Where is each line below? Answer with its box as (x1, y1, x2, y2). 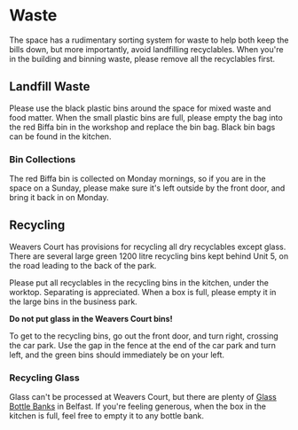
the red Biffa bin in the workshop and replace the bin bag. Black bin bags (9, 121, 276, 132)
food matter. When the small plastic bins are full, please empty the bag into (9, 112, 284, 122)
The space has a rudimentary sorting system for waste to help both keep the (9, 35, 289, 45)
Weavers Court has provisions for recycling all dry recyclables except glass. (9, 241, 286, 252)
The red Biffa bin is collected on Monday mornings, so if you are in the (9, 174, 266, 184)
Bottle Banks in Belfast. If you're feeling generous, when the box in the (9, 401, 266, 412)
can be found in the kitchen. (9, 130, 112, 142)
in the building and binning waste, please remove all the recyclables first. (9, 53, 276, 64)
